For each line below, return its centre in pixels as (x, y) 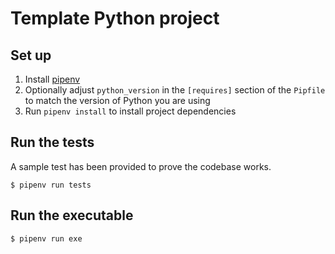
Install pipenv (52, 79)
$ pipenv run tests (51, 185)
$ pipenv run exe (46, 238)
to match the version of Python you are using (117, 100)
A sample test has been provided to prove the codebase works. (141, 166)
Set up (31, 55)
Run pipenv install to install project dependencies (130, 111)
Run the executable (72, 215)
